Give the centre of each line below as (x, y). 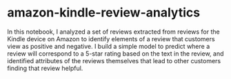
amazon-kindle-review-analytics (104, 13)
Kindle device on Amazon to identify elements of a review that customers (111, 38)
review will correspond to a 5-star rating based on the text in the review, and (115, 54)
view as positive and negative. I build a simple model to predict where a (109, 46)
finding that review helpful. (45, 68)
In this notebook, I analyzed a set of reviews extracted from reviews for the (113, 32)
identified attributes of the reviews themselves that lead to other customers (114, 60)
